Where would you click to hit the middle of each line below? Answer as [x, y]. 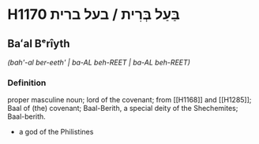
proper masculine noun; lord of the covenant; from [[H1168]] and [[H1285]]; [129, 100]
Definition [27, 83]
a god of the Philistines [56, 132]
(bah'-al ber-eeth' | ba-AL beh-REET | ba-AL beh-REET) [99, 62]
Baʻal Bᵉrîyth [39, 44]
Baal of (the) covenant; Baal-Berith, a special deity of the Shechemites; [123, 109]
